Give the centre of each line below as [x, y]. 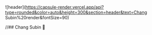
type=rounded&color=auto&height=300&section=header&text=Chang [76, 12]
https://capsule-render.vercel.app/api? [65, 7]
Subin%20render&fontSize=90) [37, 17]
